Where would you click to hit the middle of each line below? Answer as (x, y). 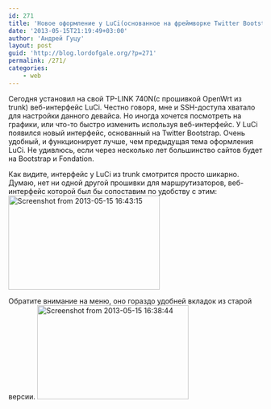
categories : (28, 68)
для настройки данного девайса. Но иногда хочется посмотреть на (125, 116)
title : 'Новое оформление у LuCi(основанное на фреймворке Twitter (124, 23)
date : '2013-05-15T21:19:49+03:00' (68, 31)
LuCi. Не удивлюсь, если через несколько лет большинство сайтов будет (135, 150)
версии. (22, 396)
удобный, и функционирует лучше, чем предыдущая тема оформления (131, 141)
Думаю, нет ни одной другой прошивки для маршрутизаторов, (117, 183)
